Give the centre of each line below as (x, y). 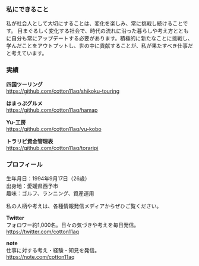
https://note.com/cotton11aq (40, 256)
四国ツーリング (24, 84)
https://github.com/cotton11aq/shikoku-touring (63, 91)
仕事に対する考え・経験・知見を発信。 (53, 250)
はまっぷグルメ (24, 103)
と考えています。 (27, 53)
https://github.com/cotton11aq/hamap (52, 110)
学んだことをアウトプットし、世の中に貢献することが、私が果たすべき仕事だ (99, 46)
